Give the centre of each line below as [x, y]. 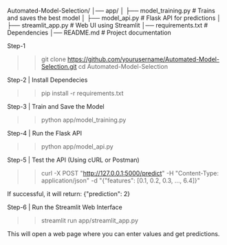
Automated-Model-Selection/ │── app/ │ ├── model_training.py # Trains [111, 11]
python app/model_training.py [84, 120]
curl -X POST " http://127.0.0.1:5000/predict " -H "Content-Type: [130, 173]
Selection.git [59, 66]
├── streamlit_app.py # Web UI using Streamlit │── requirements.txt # [108, 25]
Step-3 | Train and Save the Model [56, 106]
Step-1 [17, 46]
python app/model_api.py [77, 147]
